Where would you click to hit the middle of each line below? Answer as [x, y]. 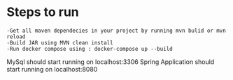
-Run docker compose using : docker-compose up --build [90, 49]
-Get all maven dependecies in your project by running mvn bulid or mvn [116, 31]
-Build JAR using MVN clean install [60, 42]
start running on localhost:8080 [52, 69]
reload [16, 37]
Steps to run [43, 12]
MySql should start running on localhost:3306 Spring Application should [111, 62]
